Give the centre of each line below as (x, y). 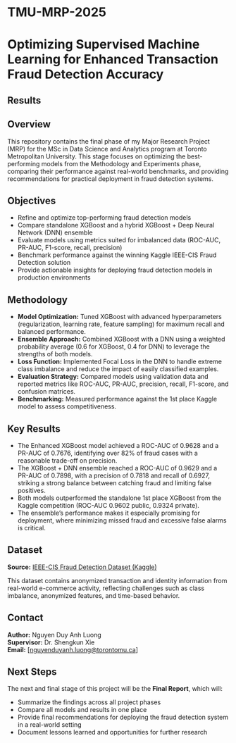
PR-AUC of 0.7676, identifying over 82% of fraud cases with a (108, 453)
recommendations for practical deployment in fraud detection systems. (110, 179)
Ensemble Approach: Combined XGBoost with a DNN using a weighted (121, 339)
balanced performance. (52, 332)
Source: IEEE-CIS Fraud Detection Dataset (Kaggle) (82, 567)
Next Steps (32, 672)
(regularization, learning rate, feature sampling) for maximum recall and (121, 324)
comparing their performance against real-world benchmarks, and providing (118, 171)
